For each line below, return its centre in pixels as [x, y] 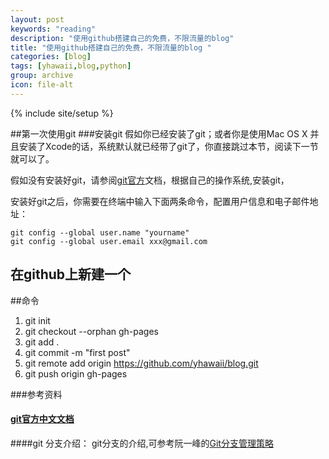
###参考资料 [36, 394]
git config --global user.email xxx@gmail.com [109, 241]
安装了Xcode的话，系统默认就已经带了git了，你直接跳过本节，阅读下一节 [168, 146]
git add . [42, 342]
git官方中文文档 [42, 419]
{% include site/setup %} [62, 113]
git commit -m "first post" [77, 352]
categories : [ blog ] [51, 57]
